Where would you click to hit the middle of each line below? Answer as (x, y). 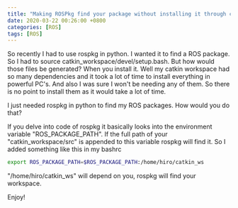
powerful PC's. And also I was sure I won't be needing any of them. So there (119, 84)
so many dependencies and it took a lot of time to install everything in (109, 77)
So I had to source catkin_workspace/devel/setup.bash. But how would (111, 62)
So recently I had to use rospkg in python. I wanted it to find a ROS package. (119, 54)
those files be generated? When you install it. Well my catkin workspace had (119, 69)
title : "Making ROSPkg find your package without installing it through (117, 14)
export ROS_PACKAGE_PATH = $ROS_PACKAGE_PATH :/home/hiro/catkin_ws (106, 163)
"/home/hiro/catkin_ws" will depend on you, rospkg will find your (102, 176)
